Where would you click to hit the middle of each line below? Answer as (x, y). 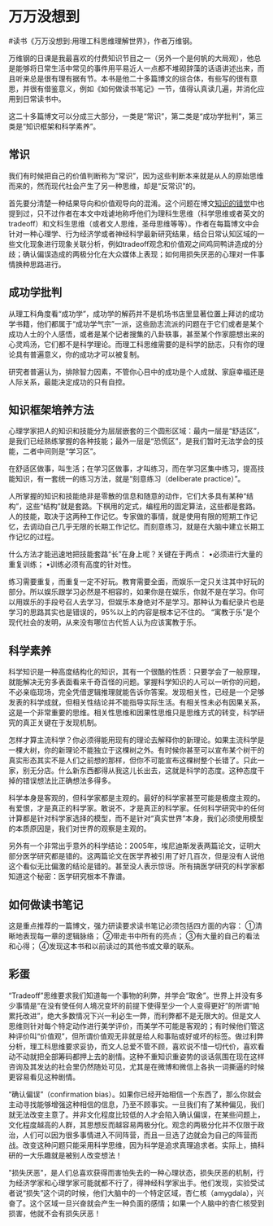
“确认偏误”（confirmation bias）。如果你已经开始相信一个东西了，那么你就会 (135, 1094)
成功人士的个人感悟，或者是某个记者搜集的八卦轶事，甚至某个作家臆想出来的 (136, 334)
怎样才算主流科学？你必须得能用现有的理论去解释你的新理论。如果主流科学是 (136, 740)
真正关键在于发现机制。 (62, 723)
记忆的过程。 (37, 537)
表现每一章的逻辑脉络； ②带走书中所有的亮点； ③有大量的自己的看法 (141, 936)
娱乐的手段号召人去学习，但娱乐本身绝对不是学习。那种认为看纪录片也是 (143, 602)
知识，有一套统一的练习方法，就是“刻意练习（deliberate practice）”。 (130, 479)
